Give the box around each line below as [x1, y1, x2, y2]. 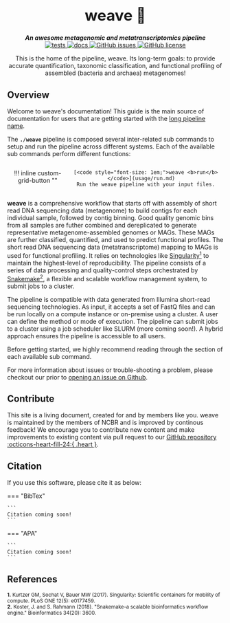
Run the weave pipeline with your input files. [76, 181, 216, 188]
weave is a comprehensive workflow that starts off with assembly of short [7, 199, 218, 208]
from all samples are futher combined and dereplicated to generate [7, 221, 197, 230]
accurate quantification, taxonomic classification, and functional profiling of [8, 62, 222, 70]
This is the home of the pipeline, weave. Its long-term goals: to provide [15, 54, 216, 63]
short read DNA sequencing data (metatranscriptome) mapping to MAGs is [7, 243, 218, 252]
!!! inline [13, 169, 36, 177]
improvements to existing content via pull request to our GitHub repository [7, 433, 217, 441]
